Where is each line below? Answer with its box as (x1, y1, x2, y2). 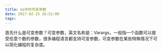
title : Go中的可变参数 (5, 7, 46, 12)
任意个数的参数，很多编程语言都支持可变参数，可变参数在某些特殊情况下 (9, 36, 153, 41)
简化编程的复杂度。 (9, 42, 47, 48)
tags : (5, 16, 16, 21)
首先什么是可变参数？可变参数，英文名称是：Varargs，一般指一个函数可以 (5, 30, 152, 36)
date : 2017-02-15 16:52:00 (5, 12, 59, 16)
